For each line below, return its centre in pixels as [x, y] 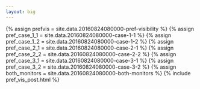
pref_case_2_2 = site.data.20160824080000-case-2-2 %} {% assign [91, 54]
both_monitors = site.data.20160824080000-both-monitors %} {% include [98, 73]
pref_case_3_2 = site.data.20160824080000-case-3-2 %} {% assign [91, 67]
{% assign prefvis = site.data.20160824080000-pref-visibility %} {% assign [100, 29]
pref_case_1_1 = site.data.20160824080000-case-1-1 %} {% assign [89, 35]
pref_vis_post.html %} [33, 79]
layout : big [20, 12]
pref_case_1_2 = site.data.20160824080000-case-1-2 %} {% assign [90, 41]
